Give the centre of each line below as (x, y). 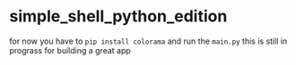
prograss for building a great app (70, 50)
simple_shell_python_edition (118, 16)
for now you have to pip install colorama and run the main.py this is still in (148, 41)
